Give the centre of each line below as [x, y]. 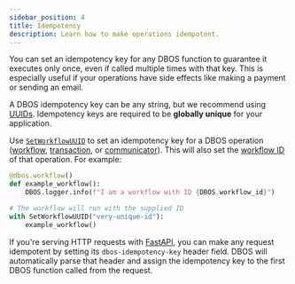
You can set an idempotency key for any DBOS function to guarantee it [138, 59]
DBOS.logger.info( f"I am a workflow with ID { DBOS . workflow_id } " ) [150, 193]
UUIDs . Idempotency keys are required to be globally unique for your [136, 114]
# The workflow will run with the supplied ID [97, 209]
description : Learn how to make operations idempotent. [114, 34]
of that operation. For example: [66, 160]
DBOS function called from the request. [81, 270]
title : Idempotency [45, 26]
